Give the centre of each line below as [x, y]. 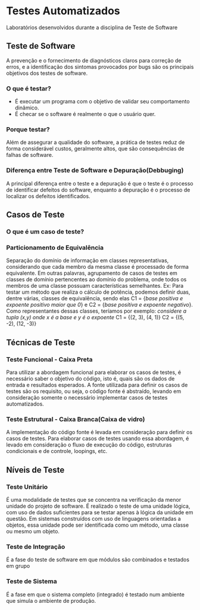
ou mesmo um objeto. [33, 531]
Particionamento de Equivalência [55, 247]
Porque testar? [28, 129]
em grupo [18, 566]
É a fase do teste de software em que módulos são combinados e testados [98, 559]
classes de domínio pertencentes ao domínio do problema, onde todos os [96, 279]
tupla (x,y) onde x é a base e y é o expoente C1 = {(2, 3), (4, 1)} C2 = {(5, [95, 317]
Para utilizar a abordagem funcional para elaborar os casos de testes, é [94, 372]
